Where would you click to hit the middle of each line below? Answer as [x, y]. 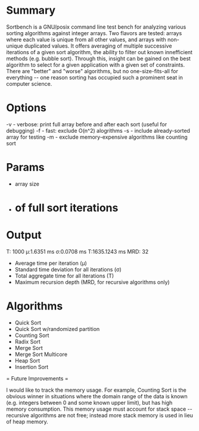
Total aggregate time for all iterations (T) [64, 276]
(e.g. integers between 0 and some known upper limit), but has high [89, 402]
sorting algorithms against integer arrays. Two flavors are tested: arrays [94, 33]
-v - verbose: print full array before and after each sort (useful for [87, 124]
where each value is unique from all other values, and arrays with [86, 39]
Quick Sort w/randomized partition [57, 329]
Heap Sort [27, 360]
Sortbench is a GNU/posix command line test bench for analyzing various [96, 27]
